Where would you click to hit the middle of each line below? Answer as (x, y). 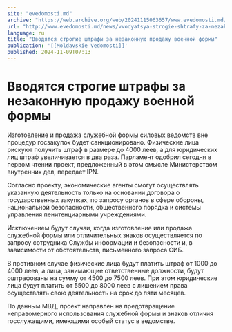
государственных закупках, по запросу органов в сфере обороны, (106, 200)
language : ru (26, 33)
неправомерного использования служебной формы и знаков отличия (110, 313)
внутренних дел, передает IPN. (53, 172)
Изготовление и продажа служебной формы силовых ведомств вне (108, 135)
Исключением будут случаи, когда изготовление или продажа (100, 228)
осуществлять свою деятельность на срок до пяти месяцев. (97, 293)
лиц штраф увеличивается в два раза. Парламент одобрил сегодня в (109, 157)
